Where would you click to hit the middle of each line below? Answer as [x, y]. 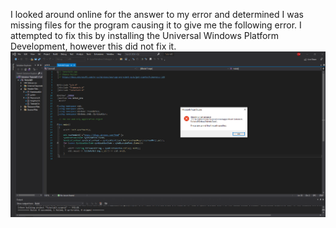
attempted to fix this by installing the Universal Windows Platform [145, 35]
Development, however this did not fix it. [93, 46]
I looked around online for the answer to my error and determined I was [157, 14]
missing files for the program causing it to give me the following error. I [156, 25]
